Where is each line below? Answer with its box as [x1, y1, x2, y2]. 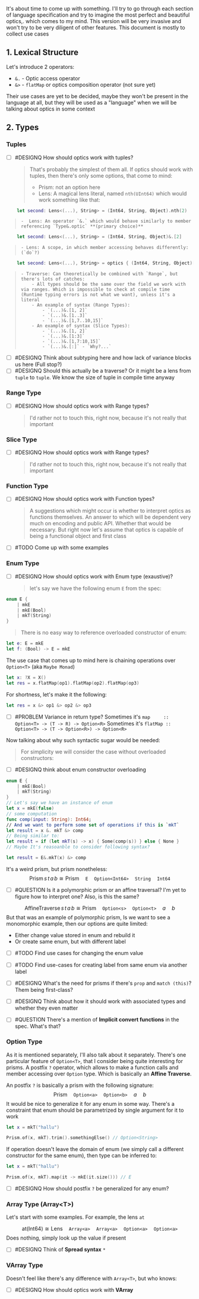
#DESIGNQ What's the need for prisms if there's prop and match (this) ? [14, 980, 192, 987]
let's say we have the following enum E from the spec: [29, 585, 162, 592]
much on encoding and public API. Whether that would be [29, 520, 171, 527]
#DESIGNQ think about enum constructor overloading [14, 766, 147, 773]
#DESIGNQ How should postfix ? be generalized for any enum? [14, 1185, 169, 1192]
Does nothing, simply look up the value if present [6, 1234, 127, 1241]
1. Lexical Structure [6, 48, 79, 58]
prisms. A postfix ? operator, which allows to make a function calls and [6, 1064, 179, 1071]
